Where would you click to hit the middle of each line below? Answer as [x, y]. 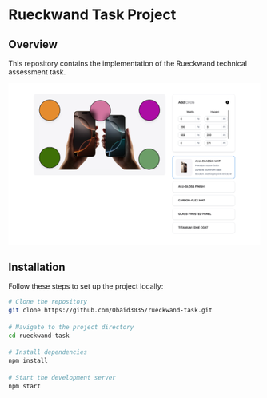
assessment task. [37, 72]
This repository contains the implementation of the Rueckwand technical [128, 63]
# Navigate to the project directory [71, 327]
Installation [37, 267]
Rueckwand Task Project [92, 15]
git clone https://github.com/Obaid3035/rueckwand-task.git [111, 310]
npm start [25, 386]
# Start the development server [62, 378]
